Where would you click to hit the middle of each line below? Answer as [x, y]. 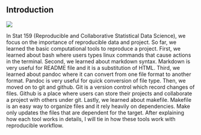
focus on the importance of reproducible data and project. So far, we [91, 42]
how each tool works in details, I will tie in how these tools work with [91, 119]
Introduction [30, 10]
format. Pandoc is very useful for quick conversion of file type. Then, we [96, 80]
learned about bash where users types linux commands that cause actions [99, 55]
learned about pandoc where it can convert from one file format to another [99, 74]
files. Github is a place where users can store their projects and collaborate [99, 93]
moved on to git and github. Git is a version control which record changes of [100, 87]
